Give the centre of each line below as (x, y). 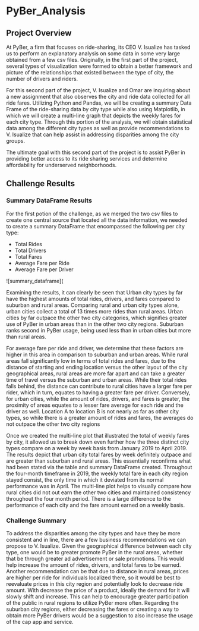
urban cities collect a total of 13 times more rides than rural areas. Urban (94, 311)
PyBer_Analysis (46, 11)
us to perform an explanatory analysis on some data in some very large (93, 54)
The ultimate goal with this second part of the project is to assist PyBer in (96, 152)
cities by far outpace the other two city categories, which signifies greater (97, 318)
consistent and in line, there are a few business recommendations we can (96, 539)
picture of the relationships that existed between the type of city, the (90, 72)
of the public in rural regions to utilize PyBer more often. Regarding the (93, 602)
